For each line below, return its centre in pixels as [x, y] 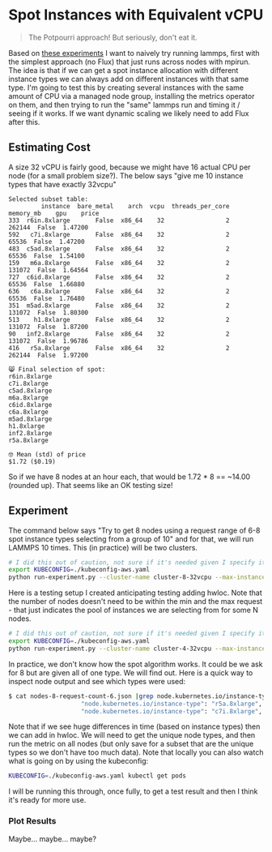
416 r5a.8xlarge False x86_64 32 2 [119, 348]
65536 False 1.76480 [47, 298]
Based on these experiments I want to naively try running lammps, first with [134, 53]
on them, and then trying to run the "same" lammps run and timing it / [124, 105]
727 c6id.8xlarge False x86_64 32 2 [119, 277]
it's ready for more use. [47, 800]
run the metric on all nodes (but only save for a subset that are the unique [131, 744]
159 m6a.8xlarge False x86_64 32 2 [119, 263]
